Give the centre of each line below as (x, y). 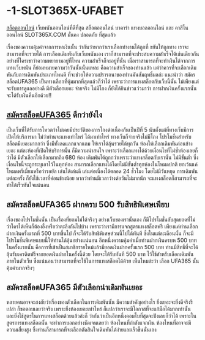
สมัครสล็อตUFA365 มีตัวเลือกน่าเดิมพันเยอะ (74, 287)
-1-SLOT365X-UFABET (65, 11)
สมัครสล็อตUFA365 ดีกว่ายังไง (54, 115)
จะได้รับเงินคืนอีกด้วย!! (29, 95)
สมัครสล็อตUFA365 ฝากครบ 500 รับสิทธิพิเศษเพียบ (88, 205)
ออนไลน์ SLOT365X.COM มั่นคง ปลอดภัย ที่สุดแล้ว (61, 34)
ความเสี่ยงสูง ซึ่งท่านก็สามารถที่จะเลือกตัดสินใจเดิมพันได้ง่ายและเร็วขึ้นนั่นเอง (82, 330)
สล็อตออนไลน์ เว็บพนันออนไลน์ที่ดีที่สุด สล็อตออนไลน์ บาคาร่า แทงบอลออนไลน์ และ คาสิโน (97, 28)
